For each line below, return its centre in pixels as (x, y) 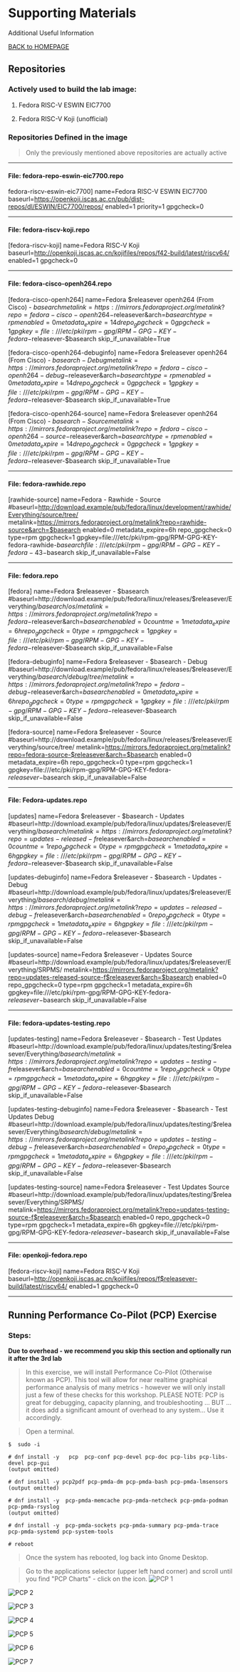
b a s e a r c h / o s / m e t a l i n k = (74, 606)
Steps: (20, 1336)
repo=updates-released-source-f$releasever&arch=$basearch (101, 977)
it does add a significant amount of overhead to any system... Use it (125, 1410)
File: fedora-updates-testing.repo (59, 1023)
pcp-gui (38, 1463)
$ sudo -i (24, 1445)
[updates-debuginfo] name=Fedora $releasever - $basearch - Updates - (115, 877)
